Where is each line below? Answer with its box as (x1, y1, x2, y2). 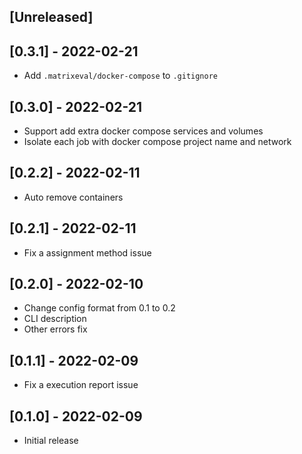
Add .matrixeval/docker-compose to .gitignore (23, 70, 218, 82)
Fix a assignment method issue (23, 246, 152, 259)
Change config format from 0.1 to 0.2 (23, 302, 176, 314)
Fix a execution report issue (23, 379, 139, 391)
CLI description (23, 313, 87, 325)
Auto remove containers (23, 191, 124, 203)
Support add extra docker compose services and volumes (23, 125, 264, 137)
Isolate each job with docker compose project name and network (23, 136, 292, 148)
